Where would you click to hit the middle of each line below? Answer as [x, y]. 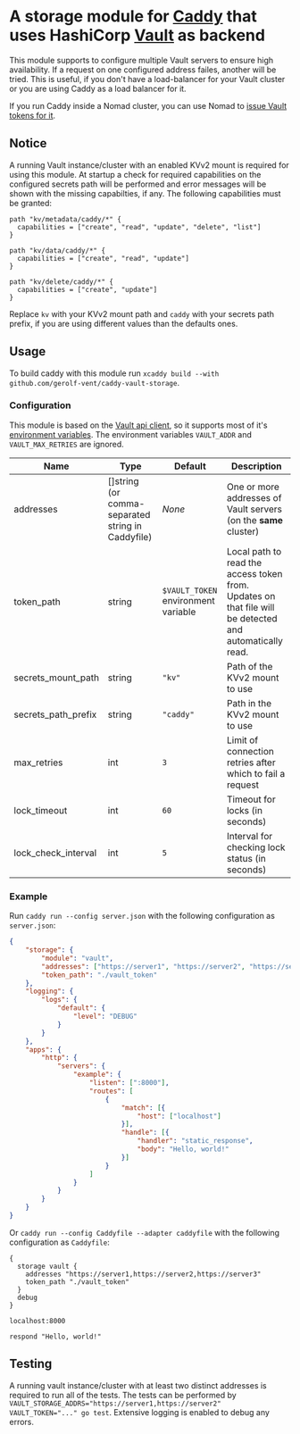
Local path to [254, 551]
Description [257, 466]
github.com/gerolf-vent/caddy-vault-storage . [95, 382]
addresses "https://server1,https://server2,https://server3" [143, 1274]
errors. [21, 1421]
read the [244, 563]
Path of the [250, 666]
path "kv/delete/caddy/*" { [62, 282]
